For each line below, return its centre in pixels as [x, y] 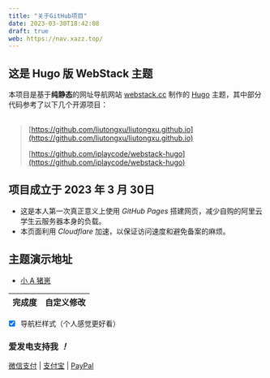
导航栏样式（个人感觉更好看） [70, 323]
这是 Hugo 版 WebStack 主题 [81, 73]
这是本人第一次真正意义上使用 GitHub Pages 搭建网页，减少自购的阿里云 [141, 211]
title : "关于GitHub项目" [48, 16]
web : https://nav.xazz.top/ [56, 39]
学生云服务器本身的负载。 [63, 221]
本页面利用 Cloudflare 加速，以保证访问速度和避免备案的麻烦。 [125, 231]
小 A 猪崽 [35, 280]
